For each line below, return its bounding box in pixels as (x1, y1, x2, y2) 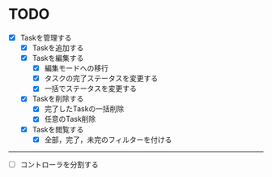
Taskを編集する (32, 54, 84, 63)
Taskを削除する (32, 94, 84, 104)
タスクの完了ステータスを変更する (44, 74, 159, 84)
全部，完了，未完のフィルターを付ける (44, 135, 172, 145)
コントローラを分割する (19, 159, 99, 169)
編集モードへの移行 (44, 63, 109, 73)
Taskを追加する (32, 43, 84, 53)
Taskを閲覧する (32, 124, 84, 134)
